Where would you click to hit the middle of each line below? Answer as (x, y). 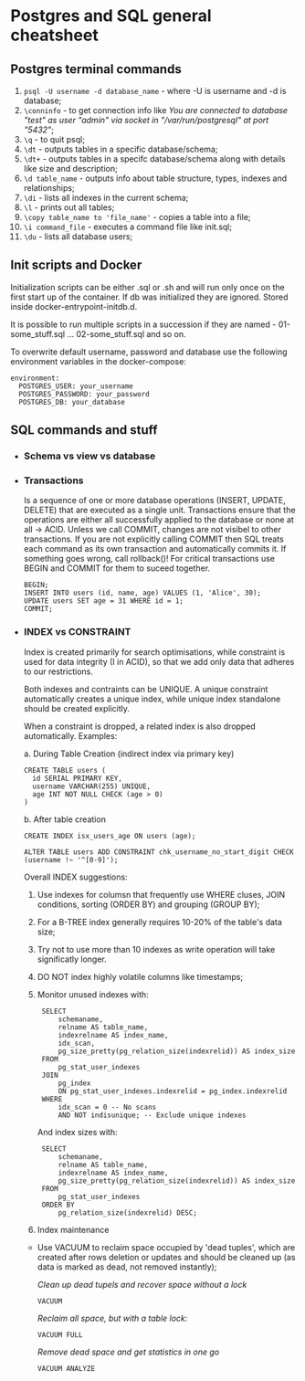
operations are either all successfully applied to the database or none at (159, 520)
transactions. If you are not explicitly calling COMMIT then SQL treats (153, 539)
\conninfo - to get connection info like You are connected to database (156, 110)
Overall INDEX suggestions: (75, 877)
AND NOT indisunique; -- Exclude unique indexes (152, 1115)
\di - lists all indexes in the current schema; (106, 198)
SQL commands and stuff (84, 430)
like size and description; (70, 169)
